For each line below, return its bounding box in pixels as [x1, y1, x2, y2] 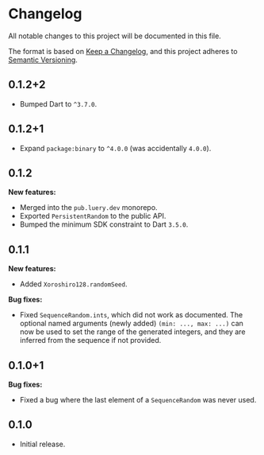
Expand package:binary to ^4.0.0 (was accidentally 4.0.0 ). [19, 143, 212, 153]
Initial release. [19, 439, 66, 449]
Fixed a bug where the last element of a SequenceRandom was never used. [19, 395, 257, 404]
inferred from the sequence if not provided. [19, 336, 162, 345]
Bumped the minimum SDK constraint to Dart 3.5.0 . [19, 220, 189, 229]
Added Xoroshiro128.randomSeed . [19, 279, 128, 289]
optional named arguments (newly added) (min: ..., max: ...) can [19, 319, 244, 329]
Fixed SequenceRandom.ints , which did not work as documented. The [19, 310, 243, 320]
